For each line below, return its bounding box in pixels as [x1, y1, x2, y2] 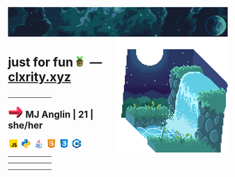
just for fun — [8, 55, 103, 70]
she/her [8, 119, 43, 131]
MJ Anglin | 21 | [24, 108, 94, 120]
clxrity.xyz [8, 69, 72, 85]
